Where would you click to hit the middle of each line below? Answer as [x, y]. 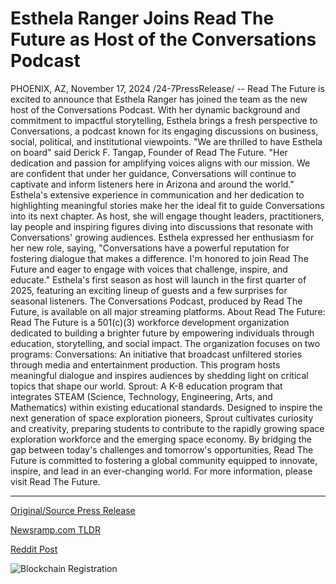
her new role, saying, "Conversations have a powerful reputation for [150, 248]
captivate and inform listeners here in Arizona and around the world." [152, 184]
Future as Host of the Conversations [163, 39]
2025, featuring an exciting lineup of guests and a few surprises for [149, 290]
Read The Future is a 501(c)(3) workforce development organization [150, 322]
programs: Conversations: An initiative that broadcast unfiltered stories [156, 354]
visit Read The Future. [55, 481]
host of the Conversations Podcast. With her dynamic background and [155, 109]
